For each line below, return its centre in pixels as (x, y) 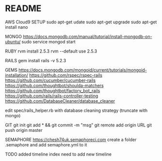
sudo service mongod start (49, 41)
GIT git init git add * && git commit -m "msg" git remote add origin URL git (78, 125)
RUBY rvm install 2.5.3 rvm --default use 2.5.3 (51, 51)
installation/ (16, 75)
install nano (16, 27)
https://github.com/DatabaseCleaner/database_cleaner (60, 101)
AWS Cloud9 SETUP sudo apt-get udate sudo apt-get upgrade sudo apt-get (81, 22)
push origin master (24, 130)
